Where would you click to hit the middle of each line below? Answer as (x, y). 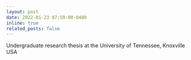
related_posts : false (33, 28)
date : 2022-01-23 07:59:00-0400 (46, 17)
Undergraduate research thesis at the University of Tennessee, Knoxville (96, 46)
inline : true (22, 23)
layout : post (22, 12)
